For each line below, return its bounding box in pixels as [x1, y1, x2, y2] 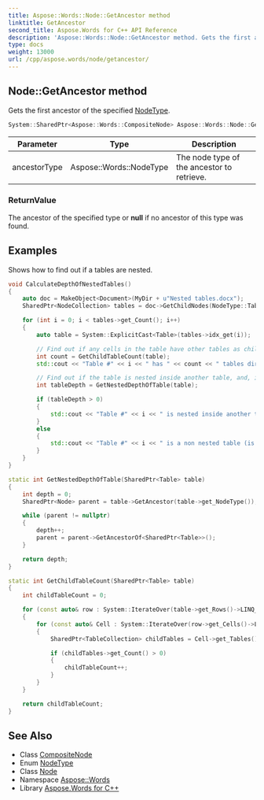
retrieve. [175, 171, 207, 182]
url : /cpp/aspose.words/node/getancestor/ [8, 56, 149, 64]
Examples [8, 244, 57, 257]
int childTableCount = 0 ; [22, 591, 108, 599]
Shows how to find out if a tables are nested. [8, 265, 153, 274]
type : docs [8, 41, 44, 49]
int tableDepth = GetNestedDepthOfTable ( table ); [36, 381, 199, 390]
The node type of [175, 151, 240, 162]
